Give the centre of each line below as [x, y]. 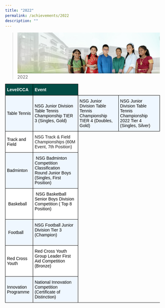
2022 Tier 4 [131, 121]
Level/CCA [18, 89]
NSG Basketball [51, 194]
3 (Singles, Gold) [51, 121]
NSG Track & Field [53, 137]
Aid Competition [50, 261]
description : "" [22, 21]
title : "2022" [20, 10]
